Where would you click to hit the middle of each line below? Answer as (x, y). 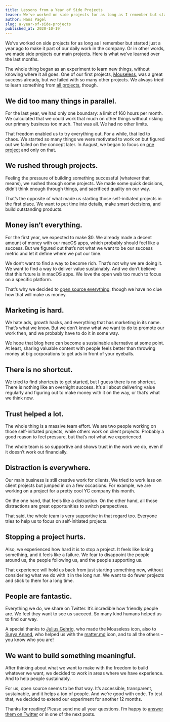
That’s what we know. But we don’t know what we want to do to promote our (85, 328)
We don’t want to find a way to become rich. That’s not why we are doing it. (84, 263)
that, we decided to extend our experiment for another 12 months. (74, 699)
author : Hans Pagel (26, 19)
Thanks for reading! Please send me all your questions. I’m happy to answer (84, 709)
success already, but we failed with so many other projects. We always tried (84, 80)
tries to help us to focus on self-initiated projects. (56, 521)
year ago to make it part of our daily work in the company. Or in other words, (85, 49)
